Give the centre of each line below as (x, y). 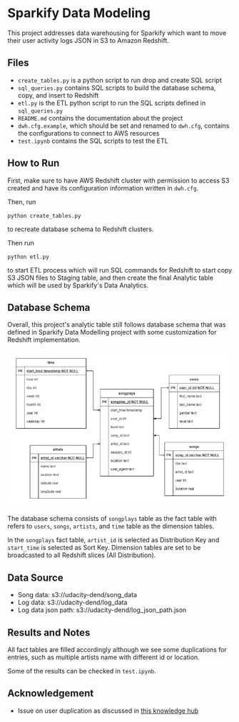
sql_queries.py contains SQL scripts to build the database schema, (117, 88)
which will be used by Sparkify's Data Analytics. (78, 285)
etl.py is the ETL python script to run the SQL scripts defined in (112, 103)
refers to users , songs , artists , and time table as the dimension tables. (111, 527)
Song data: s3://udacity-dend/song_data (77, 595)
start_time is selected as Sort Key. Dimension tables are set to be (104, 548)
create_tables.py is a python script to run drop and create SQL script (120, 80)
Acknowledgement (51, 693)
